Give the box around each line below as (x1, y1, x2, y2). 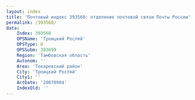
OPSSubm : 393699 (16, 47, 57, 53)
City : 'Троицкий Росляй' (16, 69, 78, 75)
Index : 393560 (16, 31, 51, 36)
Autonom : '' (16, 58, 46, 64)
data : (6, 25, 19, 31)
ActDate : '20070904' (16, 80, 67, 86)
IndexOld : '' (16, 85, 49, 91)
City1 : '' (16, 74, 41, 80)
